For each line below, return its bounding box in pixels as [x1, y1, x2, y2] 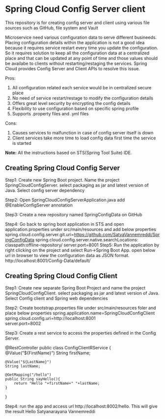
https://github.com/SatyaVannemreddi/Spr [74, 232, 160, 237]
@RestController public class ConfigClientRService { [5, 344, 111, 350]
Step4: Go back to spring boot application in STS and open [5, 221, 124, 227]
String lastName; [5, 364, 41, 368]
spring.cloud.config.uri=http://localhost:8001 [5, 315, 96, 321]
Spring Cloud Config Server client [5, 3, 146, 15]
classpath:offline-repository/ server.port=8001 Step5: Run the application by [5, 242, 160, 248]
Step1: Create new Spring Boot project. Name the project [5, 177, 120, 183]
